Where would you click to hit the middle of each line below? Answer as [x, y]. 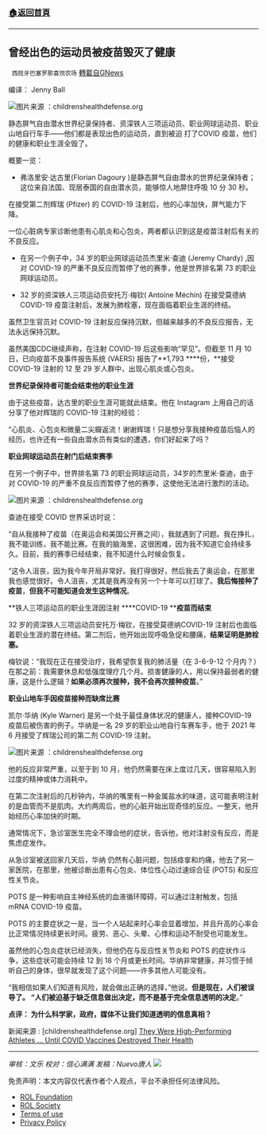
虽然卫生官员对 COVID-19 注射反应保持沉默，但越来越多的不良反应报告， [127, 322]
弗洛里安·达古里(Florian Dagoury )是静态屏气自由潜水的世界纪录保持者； [137, 178]
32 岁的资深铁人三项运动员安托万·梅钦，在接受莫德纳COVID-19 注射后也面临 [132, 625]
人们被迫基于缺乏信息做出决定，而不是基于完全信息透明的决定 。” [139, 997]
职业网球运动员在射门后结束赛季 [60, 457]
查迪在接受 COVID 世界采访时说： [63, 517]
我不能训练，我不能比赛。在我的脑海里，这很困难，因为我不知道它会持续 [126, 544]
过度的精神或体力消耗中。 [50, 780]
